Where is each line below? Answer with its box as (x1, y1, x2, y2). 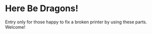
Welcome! (5, 24, 25, 30)
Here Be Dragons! (5, 3, 78, 14)
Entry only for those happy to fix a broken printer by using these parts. (5, 19, 147, 25)
